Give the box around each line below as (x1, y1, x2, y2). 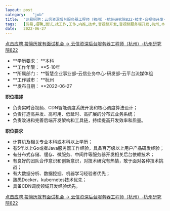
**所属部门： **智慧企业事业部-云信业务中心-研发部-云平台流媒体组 (12, 70, 153, 76)
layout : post (5, 7, 33, 13)
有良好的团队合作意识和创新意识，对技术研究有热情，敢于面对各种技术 (12, 158, 159, 164)
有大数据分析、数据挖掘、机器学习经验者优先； (12, 171, 110, 177)
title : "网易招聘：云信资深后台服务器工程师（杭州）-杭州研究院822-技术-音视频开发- (5, 17, 166, 22)
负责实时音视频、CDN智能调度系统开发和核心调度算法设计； (12, 105, 138, 111)
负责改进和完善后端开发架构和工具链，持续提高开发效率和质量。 (12, 117, 146, 123)
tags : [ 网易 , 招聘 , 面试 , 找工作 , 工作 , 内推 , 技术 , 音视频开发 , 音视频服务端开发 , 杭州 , (5, 21, 162, 27)
